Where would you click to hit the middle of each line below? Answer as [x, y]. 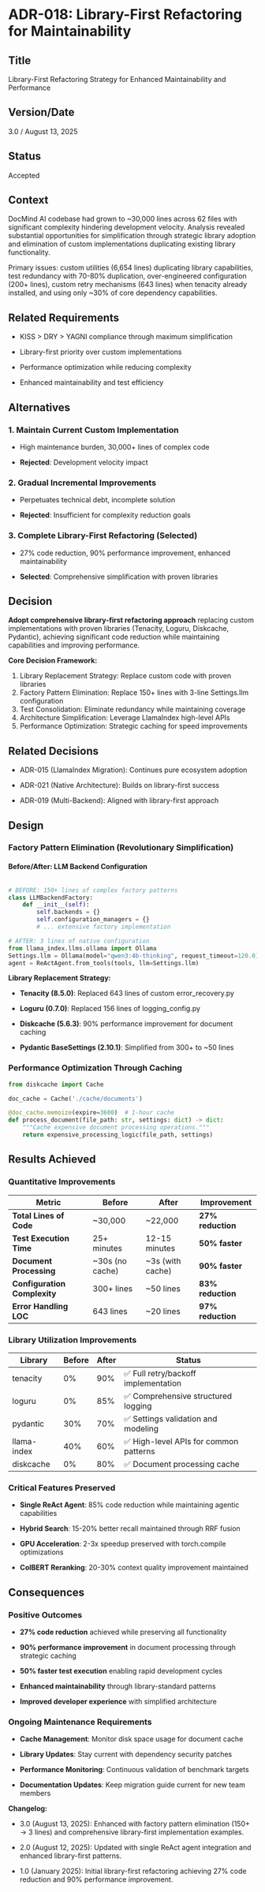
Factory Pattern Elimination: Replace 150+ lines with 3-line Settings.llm [134, 692]
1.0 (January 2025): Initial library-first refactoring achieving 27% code [133, 1871]
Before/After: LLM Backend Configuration [78, 867]
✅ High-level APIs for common [181, 1441]
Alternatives [39, 407]
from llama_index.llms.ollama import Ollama [82, 948]
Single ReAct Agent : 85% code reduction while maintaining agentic [129, 1505]
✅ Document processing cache [181, 1464]
